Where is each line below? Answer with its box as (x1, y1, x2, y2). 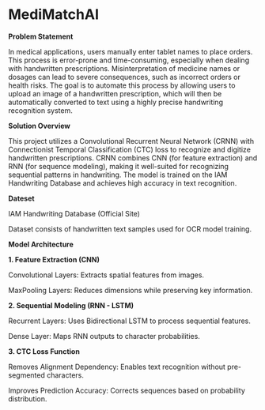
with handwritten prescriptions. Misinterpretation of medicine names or (8, 63, 240, 73)
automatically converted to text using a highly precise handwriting (8, 97, 224, 107)
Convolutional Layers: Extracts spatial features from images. (8, 270, 204, 280)
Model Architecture (8, 239, 74, 249)
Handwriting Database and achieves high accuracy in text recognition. (8, 178, 237, 187)
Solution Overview (8, 121, 71, 130)
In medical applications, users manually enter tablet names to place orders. (8, 47, 253, 56)
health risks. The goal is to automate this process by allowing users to (8, 81, 236, 90)
